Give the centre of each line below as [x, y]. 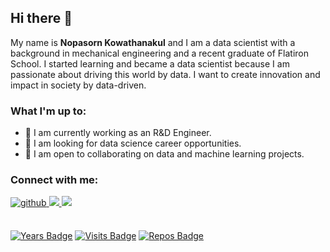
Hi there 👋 [41, 18]
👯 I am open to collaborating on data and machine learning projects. [164, 154]
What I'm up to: [48, 111]
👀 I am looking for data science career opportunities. [133, 143]
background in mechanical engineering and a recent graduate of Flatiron [160, 53]
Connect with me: [54, 180]
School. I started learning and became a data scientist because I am [150, 63]
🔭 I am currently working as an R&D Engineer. [118, 133]
